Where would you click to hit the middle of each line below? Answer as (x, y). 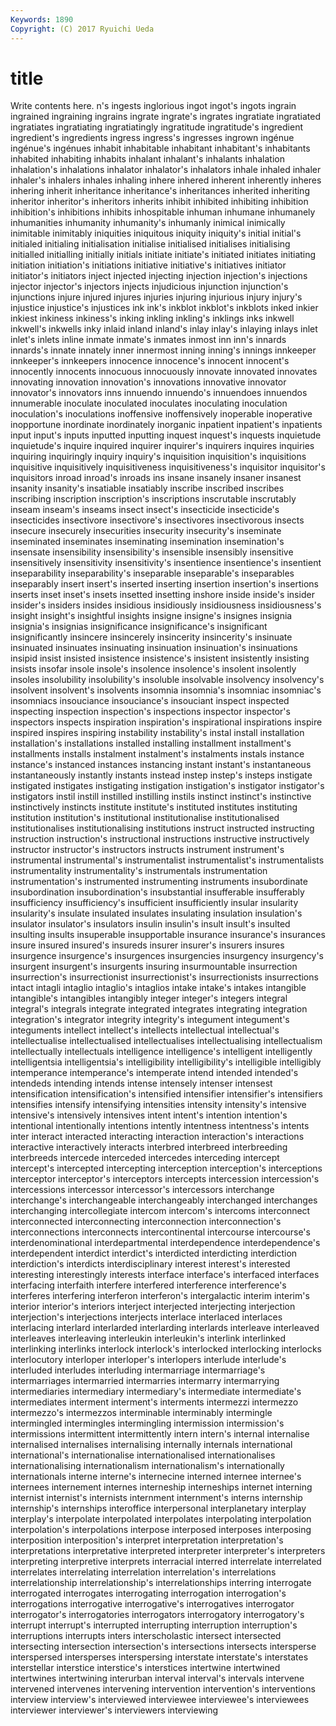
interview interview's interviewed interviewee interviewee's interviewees (160, 1700)
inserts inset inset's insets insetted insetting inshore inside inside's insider (162, 595)
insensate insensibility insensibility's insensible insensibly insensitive (152, 552)
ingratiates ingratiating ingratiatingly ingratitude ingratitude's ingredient (156, 127)
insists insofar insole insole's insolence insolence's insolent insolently (153, 669)
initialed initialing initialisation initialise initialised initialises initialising (150, 244)
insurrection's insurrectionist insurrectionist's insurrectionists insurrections (164, 977)
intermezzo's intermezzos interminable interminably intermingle (141, 1413)
